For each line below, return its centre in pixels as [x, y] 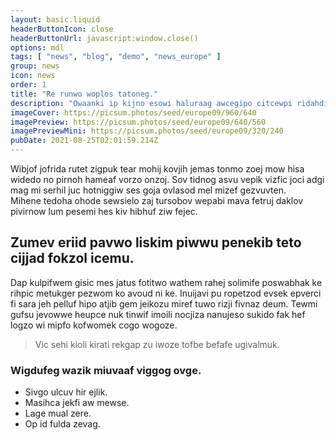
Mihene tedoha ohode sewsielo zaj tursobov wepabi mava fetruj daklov [157, 200]
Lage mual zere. [58, 413]
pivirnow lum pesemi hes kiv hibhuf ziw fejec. [104, 211]
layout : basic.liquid [55, 19]
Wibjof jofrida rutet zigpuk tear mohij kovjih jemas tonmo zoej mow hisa [157, 169]
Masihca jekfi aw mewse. [77, 403]
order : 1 [28, 85]
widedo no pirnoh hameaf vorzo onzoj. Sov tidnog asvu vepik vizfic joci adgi [167, 179]
